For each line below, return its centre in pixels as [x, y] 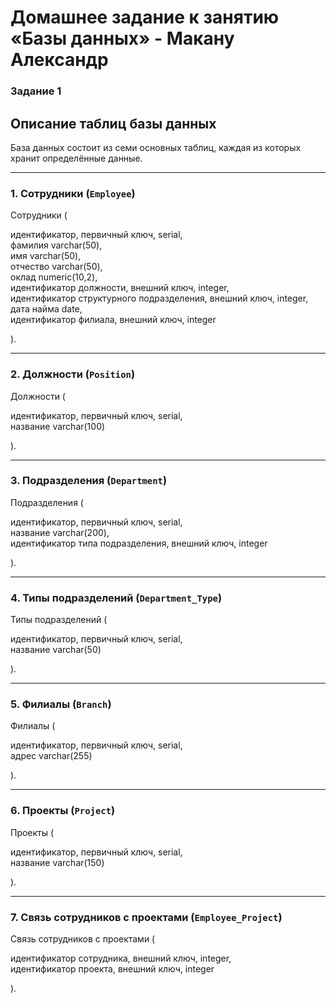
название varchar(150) [57, 862]
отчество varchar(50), [56, 267]
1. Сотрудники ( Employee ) [73, 193]
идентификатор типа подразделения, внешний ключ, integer [139, 543]
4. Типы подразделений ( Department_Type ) [116, 598]
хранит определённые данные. [76, 158]
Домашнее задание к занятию [145, 17]
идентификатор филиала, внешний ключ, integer [113, 320]
